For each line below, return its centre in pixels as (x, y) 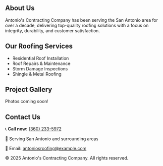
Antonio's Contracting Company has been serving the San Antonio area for (81, 20)
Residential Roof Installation (41, 58)
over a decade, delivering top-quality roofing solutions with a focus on (77, 25)
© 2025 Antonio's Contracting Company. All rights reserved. (67, 158)
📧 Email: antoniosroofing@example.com (46, 149)
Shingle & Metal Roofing (37, 74)
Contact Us (23, 117)
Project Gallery (29, 89)
